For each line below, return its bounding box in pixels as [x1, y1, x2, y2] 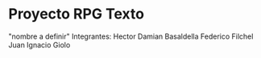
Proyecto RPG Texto [8, 5, 145, 23]
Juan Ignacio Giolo [8, 39, 71, 49]
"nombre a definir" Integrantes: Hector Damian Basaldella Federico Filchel [8, 31, 254, 41]
